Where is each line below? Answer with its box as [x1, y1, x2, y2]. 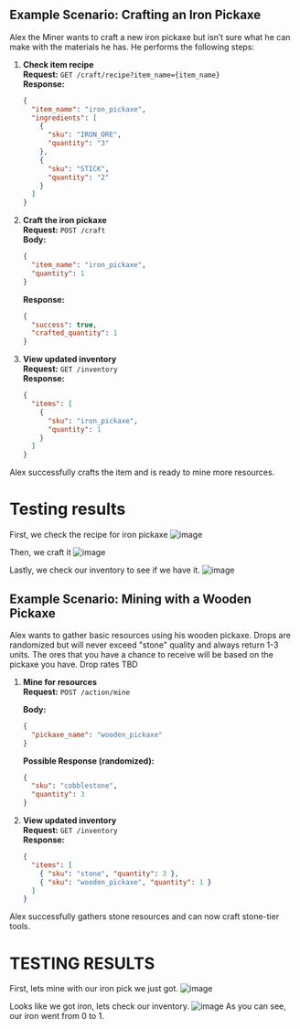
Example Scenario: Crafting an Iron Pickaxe [9, 7, 262, 23]
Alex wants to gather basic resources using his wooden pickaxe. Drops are [9, 629, 291, 640]
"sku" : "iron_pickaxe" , [47, 416, 139, 425]
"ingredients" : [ [31, 113, 98, 123]
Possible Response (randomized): [22, 755, 155, 766]
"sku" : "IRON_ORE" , [47, 130, 122, 140]
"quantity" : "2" [47, 173, 110, 182]
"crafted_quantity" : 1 [31, 328, 118, 338]
